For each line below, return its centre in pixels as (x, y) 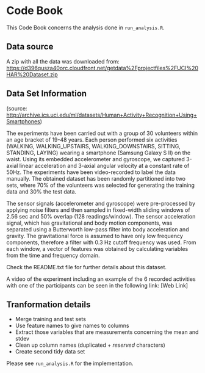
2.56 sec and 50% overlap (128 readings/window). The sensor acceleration (101, 216)
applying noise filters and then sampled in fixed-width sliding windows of (98, 210)
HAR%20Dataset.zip (32, 74)
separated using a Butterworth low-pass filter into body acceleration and (98, 229)
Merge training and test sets (51, 319)
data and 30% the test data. (41, 191)
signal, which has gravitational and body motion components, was (89, 223)
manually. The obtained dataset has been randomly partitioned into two (96, 178)
